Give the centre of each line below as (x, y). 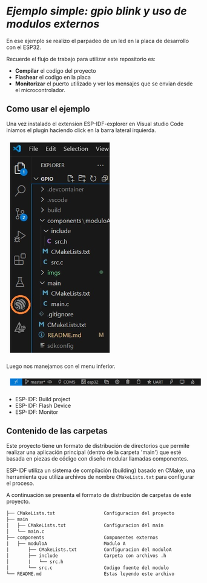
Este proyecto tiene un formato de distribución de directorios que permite (98, 445)
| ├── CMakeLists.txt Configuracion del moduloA (89, 550)
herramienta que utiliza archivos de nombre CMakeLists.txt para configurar (100, 476)
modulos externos (53, 24)
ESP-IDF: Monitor (37, 412)
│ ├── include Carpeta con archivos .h (86, 556)
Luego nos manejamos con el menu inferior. (61, 366)
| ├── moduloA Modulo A (66, 544)
